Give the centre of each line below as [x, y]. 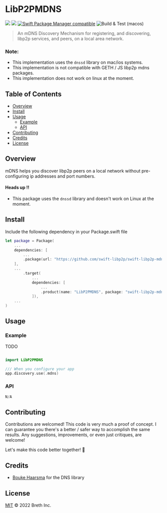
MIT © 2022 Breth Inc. [28, 505]
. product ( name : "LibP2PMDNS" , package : [82, 292]
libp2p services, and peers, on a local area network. [71, 38]
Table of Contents [34, 94]
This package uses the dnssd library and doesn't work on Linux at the [83, 199]
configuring [17, 176]
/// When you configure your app [40, 369]
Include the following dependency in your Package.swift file [66, 232]
